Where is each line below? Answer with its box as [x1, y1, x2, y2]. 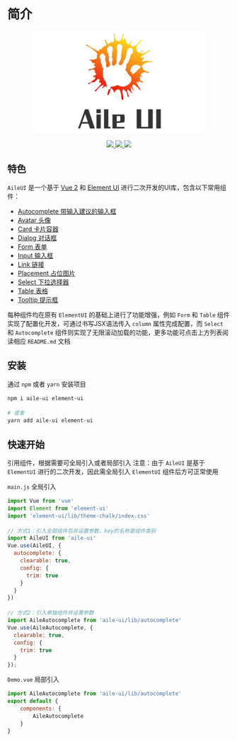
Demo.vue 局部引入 [7, 675, 60, 684]
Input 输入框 [17, 251, 54, 259]
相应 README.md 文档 [13, 337, 71, 345]
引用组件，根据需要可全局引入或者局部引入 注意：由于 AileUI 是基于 [7, 459, 205, 467]
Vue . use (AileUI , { [7, 542, 62, 549]
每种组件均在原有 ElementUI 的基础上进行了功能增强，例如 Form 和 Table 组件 [7, 310, 230, 319]
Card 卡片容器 [17, 224, 59, 233]
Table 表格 [17, 286, 48, 295]
